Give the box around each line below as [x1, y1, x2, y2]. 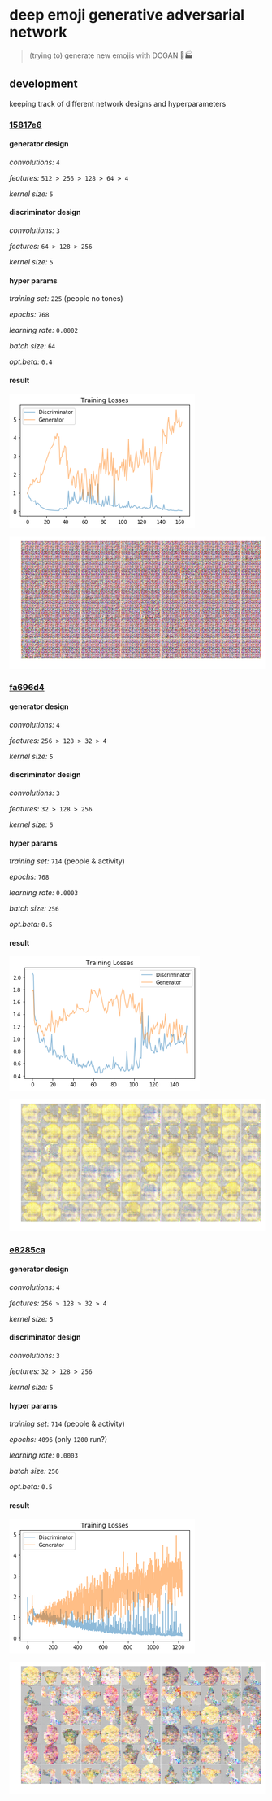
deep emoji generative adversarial [9, 6, 245, 24]
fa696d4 [9, 681, 45, 693]
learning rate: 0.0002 [9, 326, 79, 335]
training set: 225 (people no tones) [9, 294, 124, 304]
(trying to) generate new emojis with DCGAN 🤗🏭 [28, 50, 193, 60]
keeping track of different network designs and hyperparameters [9, 98, 227, 108]
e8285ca [9, 1244, 45, 1255]
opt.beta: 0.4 [9, 356, 53, 367]
